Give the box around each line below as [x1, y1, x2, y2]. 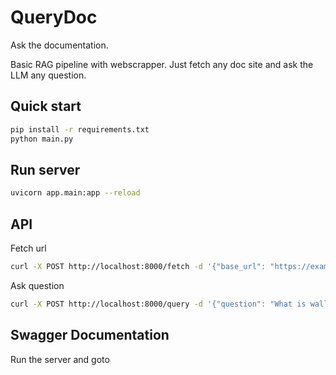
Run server [10, 161, 81, 178]
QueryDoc [10, 6, 98, 29]
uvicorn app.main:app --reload [10, 188, 141, 198]
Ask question [10, 279, 65, 291]
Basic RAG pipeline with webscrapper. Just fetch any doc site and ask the [10, 58, 314, 70]
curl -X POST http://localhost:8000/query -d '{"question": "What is [10, 299, 307, 309]
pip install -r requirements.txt [10, 124, 150, 135]
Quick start [10, 98, 82, 115]
